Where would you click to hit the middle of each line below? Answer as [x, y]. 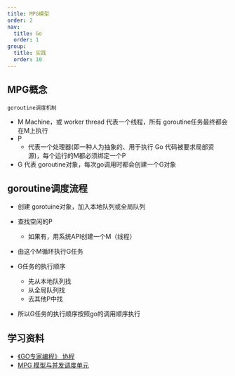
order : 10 [28, 60]
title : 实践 [30, 53]
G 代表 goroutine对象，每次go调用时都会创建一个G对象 [97, 164]
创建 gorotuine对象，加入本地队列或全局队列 [81, 207]
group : [17, 46]
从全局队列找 [46, 290]
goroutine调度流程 [48, 188]
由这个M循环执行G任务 [50, 252]
